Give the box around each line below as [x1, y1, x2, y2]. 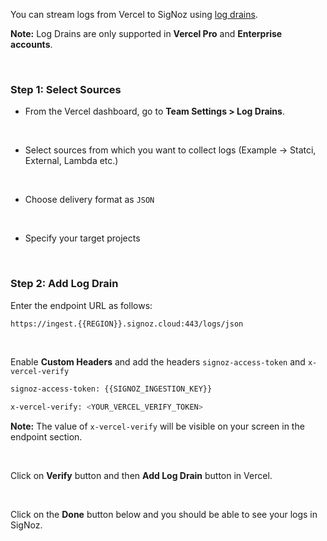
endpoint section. [10, 431, 83, 443]
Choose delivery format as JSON [24, 194, 155, 206]
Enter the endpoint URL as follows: [10, 299, 153, 311]
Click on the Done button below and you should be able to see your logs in [10, 509, 318, 521]
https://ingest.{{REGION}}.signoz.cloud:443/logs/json [10, 319, 244, 329]
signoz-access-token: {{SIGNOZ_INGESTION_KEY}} [10, 384, 213, 394]
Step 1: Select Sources [10, 82, 122, 96]
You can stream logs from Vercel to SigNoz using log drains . [10, 9, 258, 20]
